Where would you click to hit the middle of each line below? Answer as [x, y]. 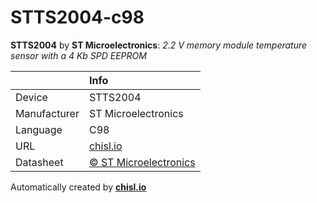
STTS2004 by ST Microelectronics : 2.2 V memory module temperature [159, 45]
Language [39, 129]
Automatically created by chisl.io [78, 187]
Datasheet [39, 162]
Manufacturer [47, 113]
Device [31, 97]
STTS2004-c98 [77, 17]
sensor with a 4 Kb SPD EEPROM [78, 55]
